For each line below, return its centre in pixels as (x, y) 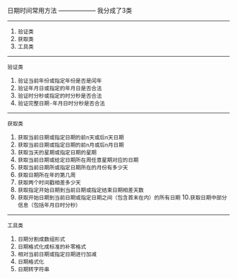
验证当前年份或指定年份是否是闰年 (60, 81)
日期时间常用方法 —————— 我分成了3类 (70, 10)
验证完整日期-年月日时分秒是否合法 (61, 103)
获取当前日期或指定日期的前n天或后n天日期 (71, 137)
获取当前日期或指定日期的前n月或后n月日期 (71, 145)
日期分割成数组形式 (41, 239)
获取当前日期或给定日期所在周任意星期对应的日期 (78, 160)
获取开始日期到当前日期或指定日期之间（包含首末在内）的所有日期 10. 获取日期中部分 (122, 197)
